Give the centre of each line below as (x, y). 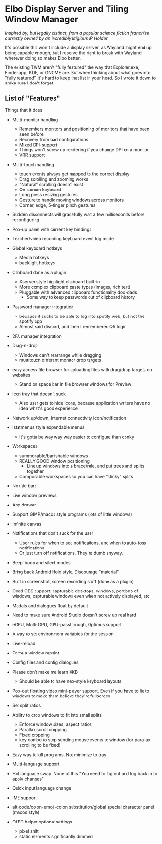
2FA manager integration (37, 336)
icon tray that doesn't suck (39, 394)
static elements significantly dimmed (56, 836)
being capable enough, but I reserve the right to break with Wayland (73, 53)
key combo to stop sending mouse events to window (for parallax (85, 740)
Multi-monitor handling (35, 119)
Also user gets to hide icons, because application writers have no (85, 403)
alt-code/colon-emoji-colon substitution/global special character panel (83, 807)
